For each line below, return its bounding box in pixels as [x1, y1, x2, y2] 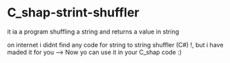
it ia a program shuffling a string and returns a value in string [7, 27, 180, 36]
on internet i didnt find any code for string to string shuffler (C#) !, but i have [7, 40, 224, 49]
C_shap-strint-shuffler [7, 5, 140, 21]
